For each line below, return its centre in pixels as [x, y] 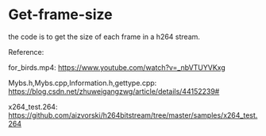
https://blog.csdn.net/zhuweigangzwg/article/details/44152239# [114, 91]
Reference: [26, 52]
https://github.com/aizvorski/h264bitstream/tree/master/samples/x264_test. [133, 115]
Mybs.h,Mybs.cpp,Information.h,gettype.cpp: [83, 83]
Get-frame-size [60, 15]
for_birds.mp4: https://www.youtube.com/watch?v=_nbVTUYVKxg [117, 67]
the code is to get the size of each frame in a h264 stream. [104, 37]
